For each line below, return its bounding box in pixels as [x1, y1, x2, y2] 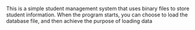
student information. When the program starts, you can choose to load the [6, 11, 188, 18]
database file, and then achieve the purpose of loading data [6, 18, 153, 24]
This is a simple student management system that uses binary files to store [6, 5, 190, 12]
